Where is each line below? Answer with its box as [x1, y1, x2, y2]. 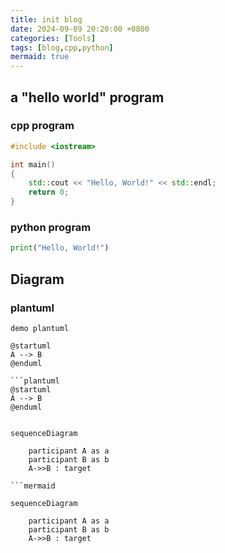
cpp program [10, 119, 75, 133]
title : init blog [10, 14, 83, 25]
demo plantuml [10, 323, 70, 333]
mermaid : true [10, 52, 70, 62]
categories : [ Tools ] [10, 33, 97, 43]
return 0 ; [28, 187, 70, 198]
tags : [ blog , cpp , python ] [10, 42, 114, 53]
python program [10, 220, 92, 234]
